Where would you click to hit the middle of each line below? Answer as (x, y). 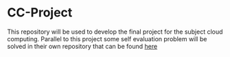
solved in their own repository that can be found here (82, 46)
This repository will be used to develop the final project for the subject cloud (115, 32)
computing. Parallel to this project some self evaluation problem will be (107, 38)
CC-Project (40, 13)
